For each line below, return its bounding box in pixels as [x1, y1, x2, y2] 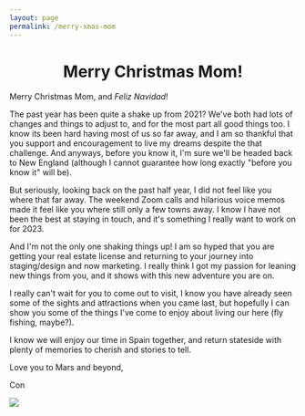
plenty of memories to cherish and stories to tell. [9, 344, 191, 356]
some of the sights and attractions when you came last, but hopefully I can [9, 297, 290, 308]
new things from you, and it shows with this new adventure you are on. [9, 270, 275, 281]
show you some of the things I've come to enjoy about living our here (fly [9, 307, 284, 318]
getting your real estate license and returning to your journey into [9, 251, 254, 262]
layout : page [9, 13, 59, 23]
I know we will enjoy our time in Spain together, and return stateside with [9, 335, 282, 346]
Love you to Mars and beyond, [9, 362, 124, 373]
